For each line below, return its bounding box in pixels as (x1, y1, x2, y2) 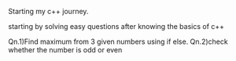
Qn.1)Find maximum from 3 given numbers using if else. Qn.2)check (8, 37, 228, 46)
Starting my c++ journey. (8, 7, 89, 16)
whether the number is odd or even (8, 45, 123, 54)
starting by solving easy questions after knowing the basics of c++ (8, 22, 225, 30)
